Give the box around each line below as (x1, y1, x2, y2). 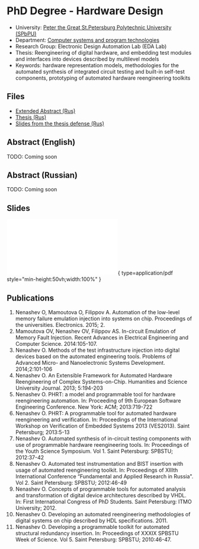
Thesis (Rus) (15, 113, 47, 121)
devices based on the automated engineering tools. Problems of (15, 353, 172, 360)
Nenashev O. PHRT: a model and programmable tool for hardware (15, 391, 176, 397)
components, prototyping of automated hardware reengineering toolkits (15, 74, 191, 81)
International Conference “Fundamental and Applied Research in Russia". (15, 473, 194, 479)
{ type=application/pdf (118, 269, 174, 277)
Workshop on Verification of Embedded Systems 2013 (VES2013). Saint (15, 422, 190, 429)
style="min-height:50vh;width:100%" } (7, 276, 101, 283)
